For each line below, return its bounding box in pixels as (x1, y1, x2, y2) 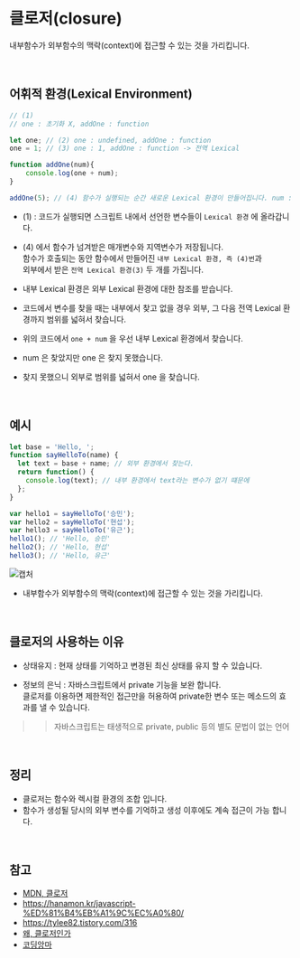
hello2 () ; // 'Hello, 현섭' (9, 543, 111, 552)
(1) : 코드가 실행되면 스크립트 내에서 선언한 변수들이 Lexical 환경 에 (22, 211, 259, 221)
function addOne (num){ (9, 160, 95, 170)
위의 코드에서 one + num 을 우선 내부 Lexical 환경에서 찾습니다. (22, 333, 243, 343)
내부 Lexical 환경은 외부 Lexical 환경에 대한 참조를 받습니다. (22, 283, 233, 294)
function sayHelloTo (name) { (9, 451, 119, 460)
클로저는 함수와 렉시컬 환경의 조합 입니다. (22, 793, 168, 804)
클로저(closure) (9, 8, 123, 29)
